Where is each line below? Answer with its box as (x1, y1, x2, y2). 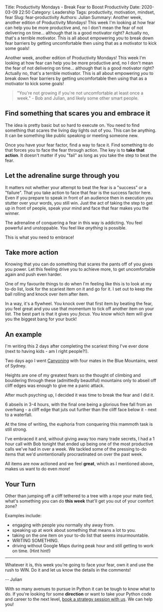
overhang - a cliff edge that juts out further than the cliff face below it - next (5, 407, 157, 413)
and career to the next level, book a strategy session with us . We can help (5, 596, 153, 602)
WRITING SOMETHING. (12, 538, 59, 543)
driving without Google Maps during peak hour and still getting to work (12, 543, 154, 549)
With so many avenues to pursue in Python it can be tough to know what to (5, 586, 155, 592)
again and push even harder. (5, 272, 62, 278)
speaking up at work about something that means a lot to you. (12, 527, 136, 533)
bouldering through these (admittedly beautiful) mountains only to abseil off (5, 378, 157, 384)
